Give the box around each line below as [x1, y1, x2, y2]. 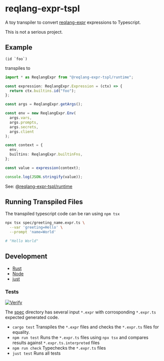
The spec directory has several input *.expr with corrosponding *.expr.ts [5, 309, 157, 315]
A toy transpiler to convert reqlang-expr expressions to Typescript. [5, 19, 141, 25]
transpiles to [5, 65, 31, 71]
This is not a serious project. [5, 29, 63, 35]
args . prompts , [9, 120, 39, 125]
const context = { [5, 143, 43, 148]
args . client [9, 129, 35, 134]
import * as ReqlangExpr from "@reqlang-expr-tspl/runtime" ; [5, 75, 134, 80]
